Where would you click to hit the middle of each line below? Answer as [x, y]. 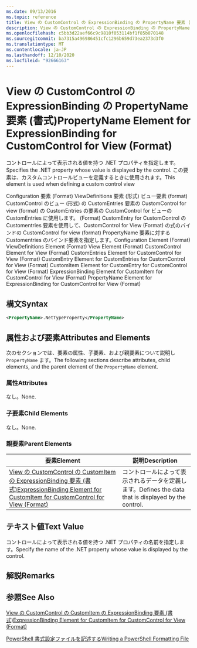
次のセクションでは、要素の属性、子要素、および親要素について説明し [91, 353]
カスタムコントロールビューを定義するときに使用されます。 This [98, 178]
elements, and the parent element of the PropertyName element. [82, 366]
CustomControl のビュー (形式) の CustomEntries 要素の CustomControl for [96, 203]
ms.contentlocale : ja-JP [36, 50]
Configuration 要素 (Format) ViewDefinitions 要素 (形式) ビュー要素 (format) [97, 196]
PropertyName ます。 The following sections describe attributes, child [88, 360]
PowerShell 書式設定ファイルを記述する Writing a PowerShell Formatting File [98, 639]
